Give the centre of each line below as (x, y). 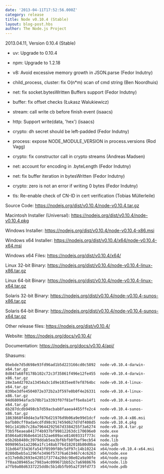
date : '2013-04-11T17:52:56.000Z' (42, 10)
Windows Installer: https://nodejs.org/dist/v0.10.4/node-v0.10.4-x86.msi (80, 230)
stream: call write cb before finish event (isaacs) (63, 112)
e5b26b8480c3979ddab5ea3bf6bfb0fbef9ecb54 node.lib (62, 440)
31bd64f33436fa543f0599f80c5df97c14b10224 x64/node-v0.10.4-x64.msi (80, 449)
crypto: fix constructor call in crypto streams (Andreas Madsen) (79, 156)
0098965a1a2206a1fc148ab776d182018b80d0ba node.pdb (62, 445)
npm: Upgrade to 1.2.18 (36, 63)
